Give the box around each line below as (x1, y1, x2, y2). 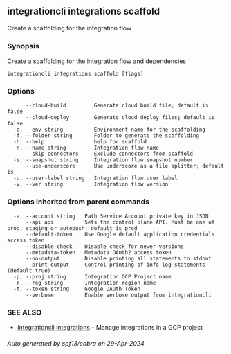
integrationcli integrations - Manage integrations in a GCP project (17, 324, 203, 331)
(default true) (7, 267, 51, 274)
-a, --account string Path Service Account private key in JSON (13, 213, 209, 220)
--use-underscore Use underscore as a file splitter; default (25, 163, 225, 170)
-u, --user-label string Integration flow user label (13, 175, 178, 182)
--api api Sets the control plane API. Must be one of (25, 218, 215, 226)
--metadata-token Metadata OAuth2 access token (25, 249, 172, 256)
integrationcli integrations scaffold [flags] (7, 71, 144, 78)
